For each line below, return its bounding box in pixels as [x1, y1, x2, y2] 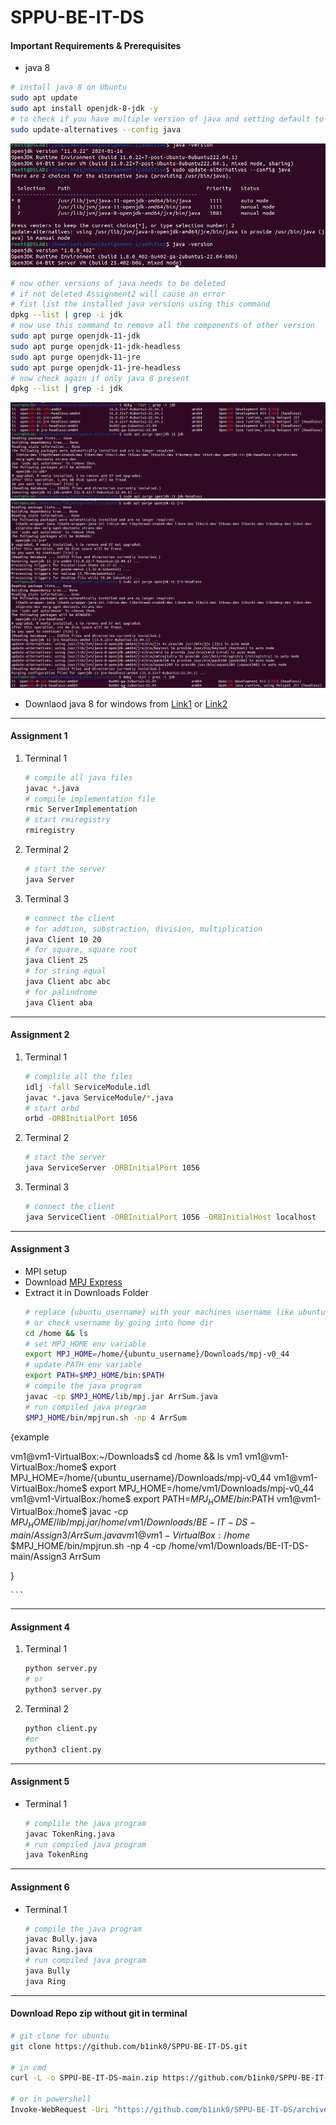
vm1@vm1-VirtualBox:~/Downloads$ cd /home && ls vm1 [10, 1450, 243, 1462]
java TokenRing [24, 1850, 89, 1860]
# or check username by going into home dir [24, 1317, 214, 1328]
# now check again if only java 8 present [10, 373, 190, 383]
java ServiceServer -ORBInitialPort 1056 [24, 1163, 201, 1173]
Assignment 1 [10, 730, 68, 742]
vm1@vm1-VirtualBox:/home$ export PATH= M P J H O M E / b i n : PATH [10, 1492, 275, 1507]
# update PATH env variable [24, 1360, 142, 1370]
